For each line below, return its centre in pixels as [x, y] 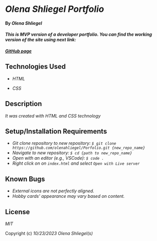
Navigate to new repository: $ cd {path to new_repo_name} [72, 153]
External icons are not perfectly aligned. [53, 191]
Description [23, 104]
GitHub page [19, 51]
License [18, 212]
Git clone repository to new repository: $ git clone [64, 143]
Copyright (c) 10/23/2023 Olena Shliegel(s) [49, 234]
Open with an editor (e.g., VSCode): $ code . [58, 158]
